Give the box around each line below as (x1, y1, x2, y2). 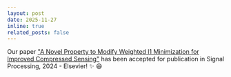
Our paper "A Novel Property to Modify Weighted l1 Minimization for (7, 48, 200, 56)
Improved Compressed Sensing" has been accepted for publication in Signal (7, 55, 225, 63)
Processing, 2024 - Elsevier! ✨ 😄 (7, 62, 103, 70)
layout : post (7, 10, 45, 17)
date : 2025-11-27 (7, 16, 57, 23)
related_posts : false (7, 29, 70, 36)
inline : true (7, 22, 45, 29)
